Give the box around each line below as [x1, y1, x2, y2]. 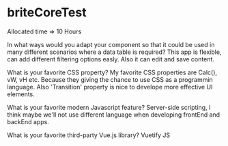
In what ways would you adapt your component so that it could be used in [7, 40, 215, 48]
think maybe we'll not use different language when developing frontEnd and [7, 111, 220, 119]
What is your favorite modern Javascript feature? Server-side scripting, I [7, 103, 211, 111]
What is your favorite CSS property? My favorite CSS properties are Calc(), [7, 68, 217, 76]
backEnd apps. [7, 117, 49, 126]
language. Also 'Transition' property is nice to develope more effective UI [7, 83, 213, 91]
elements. [7, 90, 35, 98]
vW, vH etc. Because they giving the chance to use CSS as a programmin [7, 75, 213, 83]
